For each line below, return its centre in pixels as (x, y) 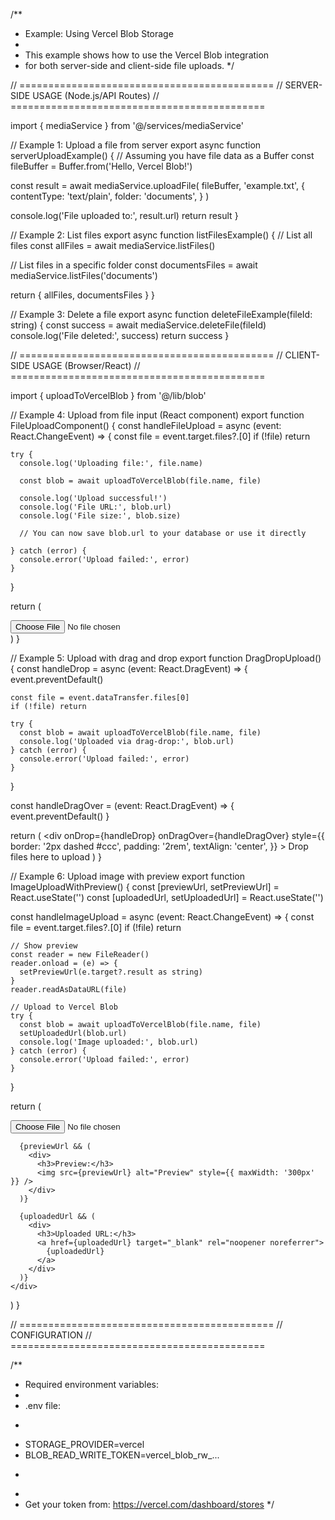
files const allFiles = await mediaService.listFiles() (113, 245)
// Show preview (44, 946)
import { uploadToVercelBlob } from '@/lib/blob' (108, 395)
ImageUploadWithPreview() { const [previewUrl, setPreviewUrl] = (145, 887)
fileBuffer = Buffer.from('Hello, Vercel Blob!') (101, 166)
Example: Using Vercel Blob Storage (99, 33)
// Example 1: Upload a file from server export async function (136, 145)
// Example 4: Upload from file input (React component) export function (157, 415)
